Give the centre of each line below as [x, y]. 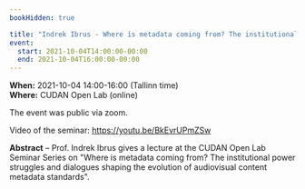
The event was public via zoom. [69, 113]
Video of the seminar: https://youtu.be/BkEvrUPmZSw [110, 130]
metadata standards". [49, 177]
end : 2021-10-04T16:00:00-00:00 [79, 60]
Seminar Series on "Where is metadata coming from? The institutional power [152, 158]
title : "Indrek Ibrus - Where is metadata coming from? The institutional [154, 34]
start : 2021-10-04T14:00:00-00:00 [83, 51]
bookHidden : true [42, 18]
